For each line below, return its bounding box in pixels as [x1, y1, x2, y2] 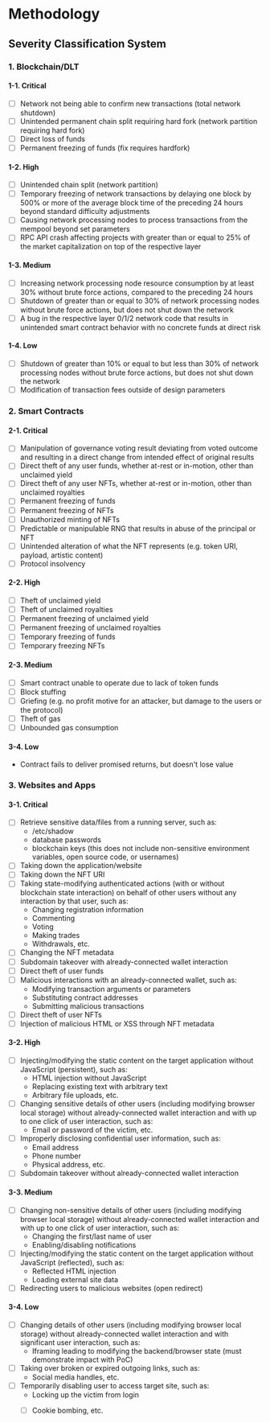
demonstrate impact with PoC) [31, 1355, 133, 1364]
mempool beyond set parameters [19, 224, 130, 234]
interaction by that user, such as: [19, 896, 129, 906]
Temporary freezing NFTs [19, 641, 106, 651]
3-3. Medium [8, 1187, 53, 1197]
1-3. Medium [8, 261, 51, 269]
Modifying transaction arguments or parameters [31, 984, 191, 993]
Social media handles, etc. [31, 1372, 120, 1382]
